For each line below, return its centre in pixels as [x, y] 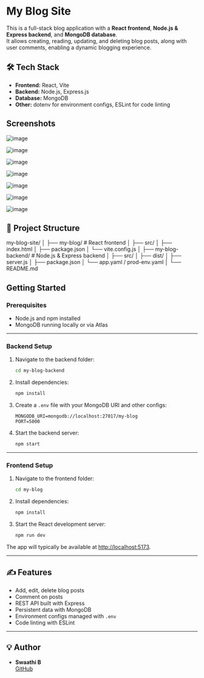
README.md [22, 268]
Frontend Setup [30, 465]
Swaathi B [28, 662]
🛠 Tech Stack [33, 67]
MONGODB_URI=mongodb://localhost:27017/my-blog [76, 416]
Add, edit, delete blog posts [50, 590]
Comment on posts [39, 596]
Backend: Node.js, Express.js [52, 91]
